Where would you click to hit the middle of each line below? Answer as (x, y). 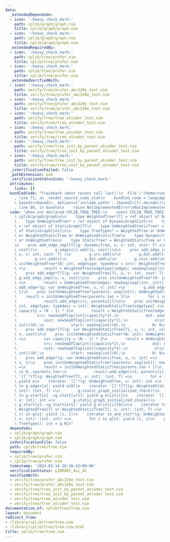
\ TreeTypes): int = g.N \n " (44, 423)
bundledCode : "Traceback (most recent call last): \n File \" (77, 193)
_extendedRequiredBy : (33, 48)
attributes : (23, 184)
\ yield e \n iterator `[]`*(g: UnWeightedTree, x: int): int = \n (88, 381)
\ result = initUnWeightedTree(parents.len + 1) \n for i (87, 297)
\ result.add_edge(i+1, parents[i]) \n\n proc (79, 301)
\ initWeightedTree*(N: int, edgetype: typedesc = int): (76, 264)
